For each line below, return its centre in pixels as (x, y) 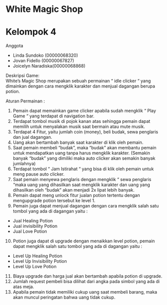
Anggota (15, 46)
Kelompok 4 (31, 32)
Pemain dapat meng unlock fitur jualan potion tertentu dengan (76, 196)
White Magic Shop (44, 9)
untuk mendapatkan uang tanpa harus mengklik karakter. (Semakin (82, 153)
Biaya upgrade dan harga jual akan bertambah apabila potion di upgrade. (87, 276)
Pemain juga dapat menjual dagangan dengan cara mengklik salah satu (86, 206)
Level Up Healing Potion (38, 256)
